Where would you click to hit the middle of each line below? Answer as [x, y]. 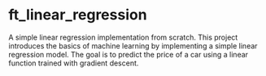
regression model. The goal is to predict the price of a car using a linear [129, 54]
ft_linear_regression [78, 15]
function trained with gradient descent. [74, 63]
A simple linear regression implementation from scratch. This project [123, 37]
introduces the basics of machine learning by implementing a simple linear [133, 45]
